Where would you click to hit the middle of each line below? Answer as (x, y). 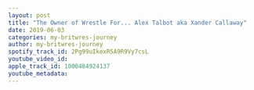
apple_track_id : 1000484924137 (59, 67)
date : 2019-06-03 (36, 30)
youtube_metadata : (38, 74)
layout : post (29, 15)
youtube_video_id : (38, 59)
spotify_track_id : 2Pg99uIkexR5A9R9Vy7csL (78, 52)
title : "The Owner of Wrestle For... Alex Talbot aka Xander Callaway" (127, 23)
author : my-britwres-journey (56, 45)
